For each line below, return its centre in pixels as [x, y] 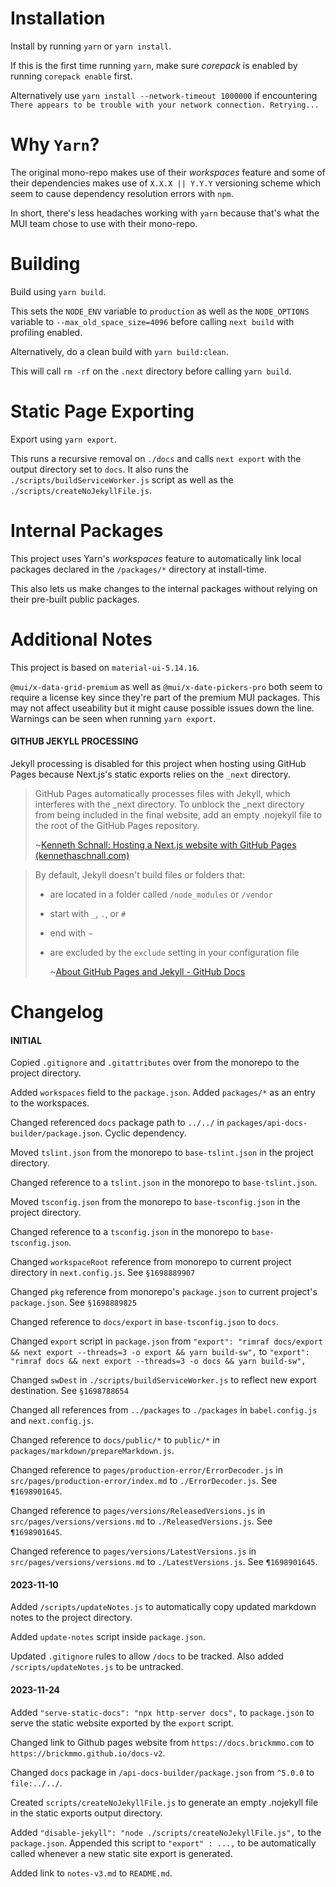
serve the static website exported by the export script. [122, 1723]
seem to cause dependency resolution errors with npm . [122, 193]
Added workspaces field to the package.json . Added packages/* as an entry [163, 1093]
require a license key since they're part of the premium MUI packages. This [165, 697]
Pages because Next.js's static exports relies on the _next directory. [150, 774]
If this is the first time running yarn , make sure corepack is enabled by [154, 65]
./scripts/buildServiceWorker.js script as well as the [122, 479]
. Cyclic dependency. [143, 1133]
